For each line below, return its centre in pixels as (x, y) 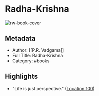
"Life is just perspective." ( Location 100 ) (53, 88)
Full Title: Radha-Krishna (38, 55)
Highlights (22, 76)
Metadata (20, 38)
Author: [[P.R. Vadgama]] (38, 50)
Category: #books (31, 61)
